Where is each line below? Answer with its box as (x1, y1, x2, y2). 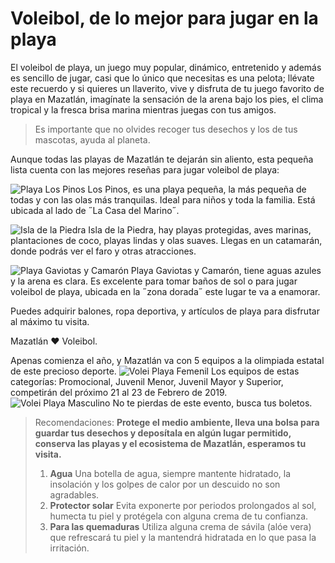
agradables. (49, 488, 100, 501)
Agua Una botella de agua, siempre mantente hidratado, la (49, 467, 292, 479)
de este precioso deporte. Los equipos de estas (10, 365, 300, 377)
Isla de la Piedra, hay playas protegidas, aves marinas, (88, 223, 312, 236)
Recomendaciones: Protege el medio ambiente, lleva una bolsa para (34, 416, 320, 428)
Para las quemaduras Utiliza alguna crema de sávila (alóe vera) (49, 520, 312, 532)
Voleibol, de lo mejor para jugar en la (10, 7, 319, 30)
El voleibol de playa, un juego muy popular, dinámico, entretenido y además (10, 61, 322, 73)
